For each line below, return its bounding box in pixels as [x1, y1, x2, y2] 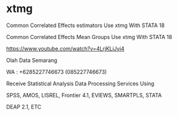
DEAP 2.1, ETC [6, 103, 42, 110]
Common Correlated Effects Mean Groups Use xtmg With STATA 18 [6, 33, 173, 40]
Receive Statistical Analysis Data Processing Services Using [6, 80, 155, 87]
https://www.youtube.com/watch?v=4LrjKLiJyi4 [6, 44, 125, 52]
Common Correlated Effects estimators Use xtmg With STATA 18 [6, 22, 165, 29]
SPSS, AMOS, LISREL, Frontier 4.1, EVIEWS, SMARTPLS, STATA [6, 91, 162, 99]
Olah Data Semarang [6, 56, 58, 64]
